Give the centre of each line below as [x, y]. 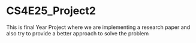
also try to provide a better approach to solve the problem [77, 33]
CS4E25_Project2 [51, 11]
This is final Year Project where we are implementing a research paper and [98, 27]
